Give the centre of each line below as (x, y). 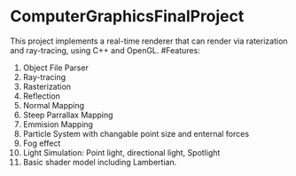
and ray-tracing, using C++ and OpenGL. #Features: (105, 50)
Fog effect (42, 143)
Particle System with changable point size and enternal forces (136, 133)
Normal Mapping (54, 105)
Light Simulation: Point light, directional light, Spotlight (121, 152)
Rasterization (47, 86)
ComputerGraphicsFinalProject (127, 16)
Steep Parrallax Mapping (68, 115)
